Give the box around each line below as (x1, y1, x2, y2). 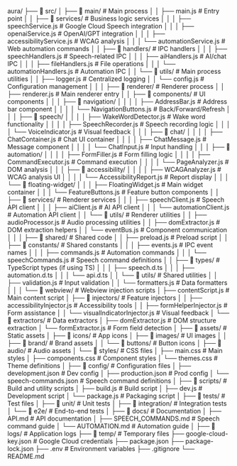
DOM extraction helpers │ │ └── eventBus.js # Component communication (7, 226, 228, 234)
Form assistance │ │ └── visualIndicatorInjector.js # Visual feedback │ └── (7, 309, 230, 317)
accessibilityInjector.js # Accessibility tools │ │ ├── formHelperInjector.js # (7, 301, 228, 309)
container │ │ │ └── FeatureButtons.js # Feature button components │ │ (7, 188, 220, 196)
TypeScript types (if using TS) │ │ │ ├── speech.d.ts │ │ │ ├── (7, 264, 195, 271)
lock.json (7, 445, 34, 453)
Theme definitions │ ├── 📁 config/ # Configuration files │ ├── (7, 362, 192, 369)
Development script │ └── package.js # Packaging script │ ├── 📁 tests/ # (7, 391, 226, 400)
